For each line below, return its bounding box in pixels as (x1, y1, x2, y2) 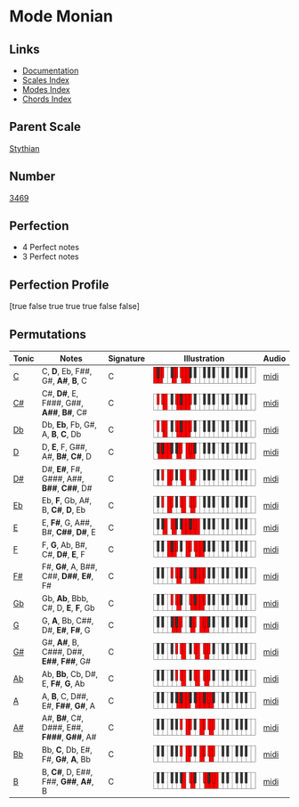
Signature (108, 353, 145, 363)
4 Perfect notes (21, 242, 80, 253)
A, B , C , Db (41, 429, 82, 440)
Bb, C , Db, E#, (41, 744, 93, 754)
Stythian (9, 143, 40, 153)
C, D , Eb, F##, (41, 366, 93, 377)
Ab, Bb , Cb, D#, (41, 668, 99, 679)
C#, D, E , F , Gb (41, 603, 95, 614)
